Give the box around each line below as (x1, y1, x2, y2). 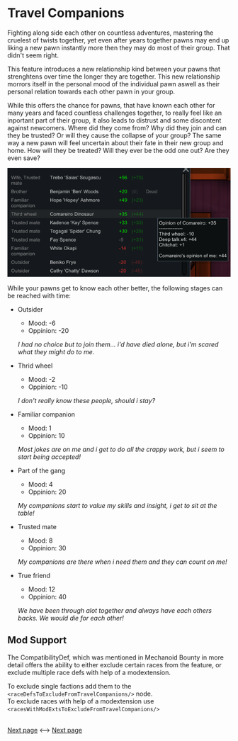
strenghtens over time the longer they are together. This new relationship (7, 72, 220, 81)
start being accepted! (17, 452, 81, 461)
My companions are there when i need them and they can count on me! (17, 558, 227, 566)
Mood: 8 (28, 536, 53, 545)
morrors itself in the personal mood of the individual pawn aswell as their (7, 79, 220, 88)
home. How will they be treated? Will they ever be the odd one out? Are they (7, 146, 229, 154)
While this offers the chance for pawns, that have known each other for (7, 101, 215, 109)
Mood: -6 (28, 319, 56, 327)
